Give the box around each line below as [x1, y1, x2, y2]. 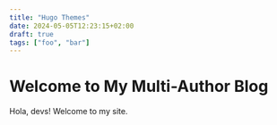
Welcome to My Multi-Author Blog [9, 77, 269, 96]
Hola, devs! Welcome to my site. [9, 106, 128, 117]
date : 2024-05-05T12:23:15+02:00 [9, 21, 134, 30]
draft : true [9, 29, 54, 38]
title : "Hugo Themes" [9, 12, 91, 22]
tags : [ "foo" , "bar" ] [9, 37, 91, 47]
